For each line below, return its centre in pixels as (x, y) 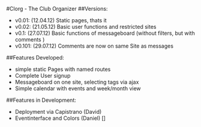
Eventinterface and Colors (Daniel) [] (60, 118)
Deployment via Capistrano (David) (58, 112)
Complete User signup (43, 76)
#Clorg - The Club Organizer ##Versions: (57, 9)
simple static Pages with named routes (63, 69)
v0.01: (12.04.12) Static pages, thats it (61, 20)
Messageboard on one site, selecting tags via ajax (77, 82)
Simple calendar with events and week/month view (78, 88)
